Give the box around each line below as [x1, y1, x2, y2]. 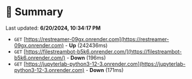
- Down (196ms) [66, 54, 106, 61]
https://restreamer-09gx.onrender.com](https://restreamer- [25, 35, 170, 42]
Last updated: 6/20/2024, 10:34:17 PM [5, 24, 101, 31]
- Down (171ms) [85, 66, 124, 73]
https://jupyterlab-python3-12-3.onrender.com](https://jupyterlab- [25, 60, 186, 67]
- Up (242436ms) [65, 42, 108, 49]
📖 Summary [5, 5, 63, 19]
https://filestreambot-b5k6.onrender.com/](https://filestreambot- [25, 48, 182, 55]
